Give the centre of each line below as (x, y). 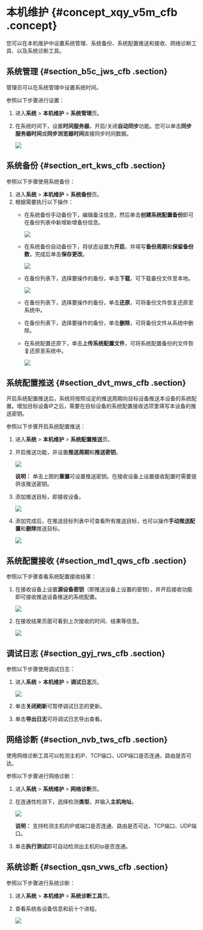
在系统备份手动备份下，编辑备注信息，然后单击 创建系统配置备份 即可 (109, 215)
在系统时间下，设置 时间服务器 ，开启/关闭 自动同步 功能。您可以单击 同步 (103, 126)
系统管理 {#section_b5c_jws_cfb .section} (87, 72)
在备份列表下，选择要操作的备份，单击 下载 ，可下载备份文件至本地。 (109, 278)
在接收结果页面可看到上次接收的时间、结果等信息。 (79, 621)
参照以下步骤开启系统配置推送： (46, 426)
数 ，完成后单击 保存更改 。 (56, 254)
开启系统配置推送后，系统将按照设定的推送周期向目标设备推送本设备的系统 (99, 398)
